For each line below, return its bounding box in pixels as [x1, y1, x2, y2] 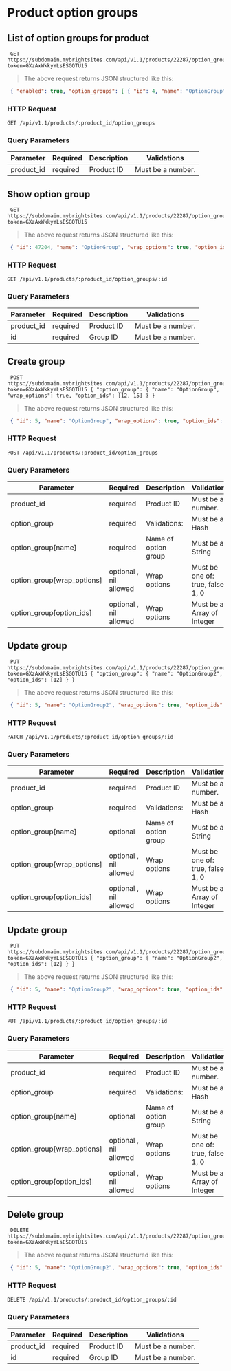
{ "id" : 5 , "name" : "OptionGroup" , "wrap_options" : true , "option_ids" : [10, 418, 223, 424]
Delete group [7, 1209, 64, 1220]
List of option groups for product [7, 32, 150, 44]
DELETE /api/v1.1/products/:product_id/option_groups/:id [7, 1296, 177, 1303]
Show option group [7, 188, 91, 200]
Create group [7, 356, 65, 367]
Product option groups [7, 5, 139, 21]
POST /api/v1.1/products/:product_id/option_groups [7, 449, 158, 456]
